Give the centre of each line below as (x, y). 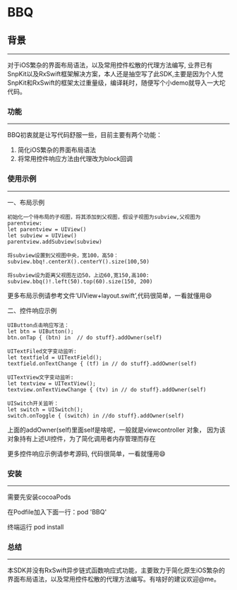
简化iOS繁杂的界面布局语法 (57, 150)
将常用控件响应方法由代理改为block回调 (75, 159)
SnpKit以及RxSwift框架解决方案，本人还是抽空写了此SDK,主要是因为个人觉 (115, 74)
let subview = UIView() (42, 235)
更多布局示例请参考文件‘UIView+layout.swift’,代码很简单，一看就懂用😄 (110, 295)
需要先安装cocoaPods (39, 497)
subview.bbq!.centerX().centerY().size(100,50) (79, 261)
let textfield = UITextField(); (55, 358)
